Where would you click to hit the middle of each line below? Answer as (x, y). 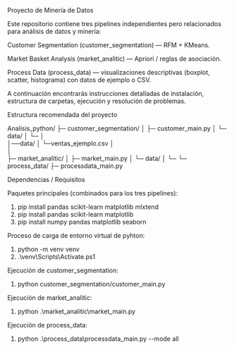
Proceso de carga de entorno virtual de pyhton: (76, 235)
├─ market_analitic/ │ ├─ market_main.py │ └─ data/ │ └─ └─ (97, 158)
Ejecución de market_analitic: (50, 298)
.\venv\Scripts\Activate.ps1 (56, 257)
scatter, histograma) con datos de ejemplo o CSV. (79, 80)
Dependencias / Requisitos (47, 180)
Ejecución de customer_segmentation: (63, 270)
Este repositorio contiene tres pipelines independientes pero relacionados (115, 24)
